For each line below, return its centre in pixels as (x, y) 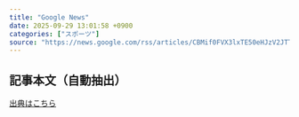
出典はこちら (32, 104)
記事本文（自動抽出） (68, 80)
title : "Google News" (49, 17)
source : (24, 42)
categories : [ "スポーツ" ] (54, 34)
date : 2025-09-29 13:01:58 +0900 (71, 26)
